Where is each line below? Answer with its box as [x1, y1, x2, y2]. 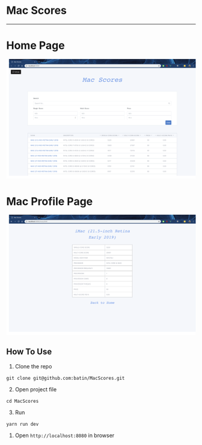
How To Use [6, 347, 52, 357]
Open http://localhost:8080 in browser [14, 432, 115, 439]
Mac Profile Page [6, 194, 93, 208]
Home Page [6, 39, 65, 52]
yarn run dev [6, 421, 39, 427]
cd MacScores [6, 398, 39, 404]
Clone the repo [14, 362, 52, 370]
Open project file [14, 385, 57, 393]
